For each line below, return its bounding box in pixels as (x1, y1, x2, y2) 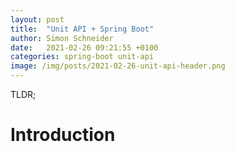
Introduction (10, 124, 116, 146)
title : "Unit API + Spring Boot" (10, 24, 155, 34)
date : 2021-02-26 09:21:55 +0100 (10, 42, 159, 53)
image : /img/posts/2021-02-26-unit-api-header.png (10, 61, 226, 71)
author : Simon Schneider (10, 33, 114, 43)
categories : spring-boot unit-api (10, 52, 155, 62)
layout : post (10, 14, 65, 25)
